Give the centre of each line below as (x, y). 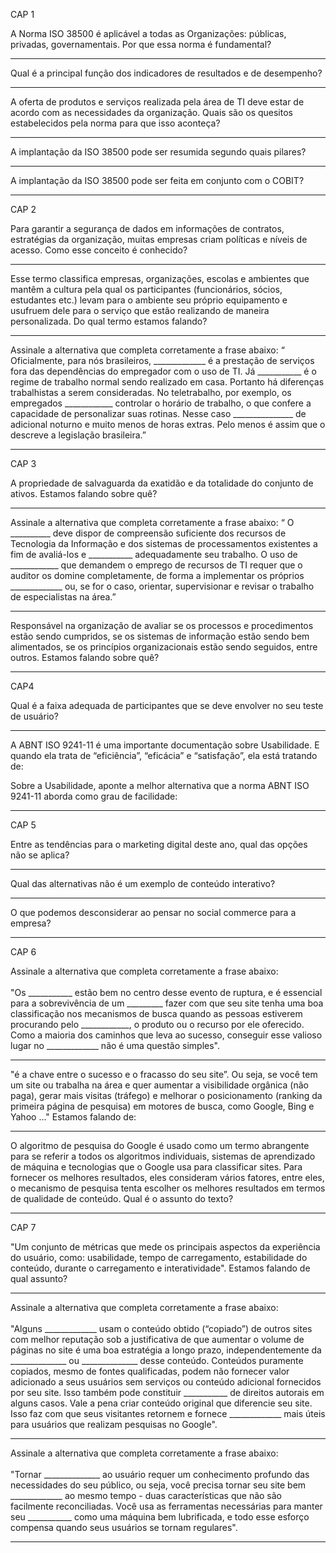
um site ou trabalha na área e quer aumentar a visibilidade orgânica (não (159, 1085)
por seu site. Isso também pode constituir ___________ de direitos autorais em (167, 1392)
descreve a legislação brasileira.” (78, 435)
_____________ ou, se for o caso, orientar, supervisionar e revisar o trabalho (162, 586)
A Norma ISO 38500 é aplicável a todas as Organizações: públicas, (148, 33)
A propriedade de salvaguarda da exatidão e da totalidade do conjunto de (162, 483)
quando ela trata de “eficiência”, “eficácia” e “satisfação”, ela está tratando (164, 755)
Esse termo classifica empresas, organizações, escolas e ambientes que (160, 278)
